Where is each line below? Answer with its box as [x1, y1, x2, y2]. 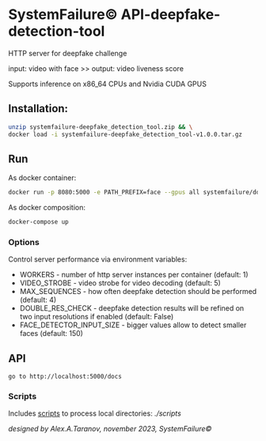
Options [8, 236, 40, 247]
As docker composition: [8, 203, 85, 213]
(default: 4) [19, 295, 57, 305]
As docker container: [8, 173, 77, 183]
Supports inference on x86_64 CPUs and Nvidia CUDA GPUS [8, 79, 207, 89]
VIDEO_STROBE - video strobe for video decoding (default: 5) [19, 278, 222, 288]
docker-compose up [8, 218, 69, 226]
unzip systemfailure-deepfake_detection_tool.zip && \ [8, 122, 193, 131]
